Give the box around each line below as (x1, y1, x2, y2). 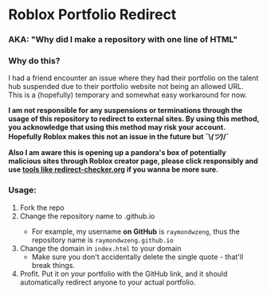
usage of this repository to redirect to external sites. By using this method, (8, 114, 260, 124)
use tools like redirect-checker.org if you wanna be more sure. (8, 165, 219, 174)
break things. (31, 260, 76, 270)
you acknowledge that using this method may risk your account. (8, 122, 226, 132)
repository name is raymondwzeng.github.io (31, 235, 174, 244)
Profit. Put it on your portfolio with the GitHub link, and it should (19, 269, 228, 278)
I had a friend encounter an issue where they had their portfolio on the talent (8, 73, 259, 83)
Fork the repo (19, 203, 65, 212)
